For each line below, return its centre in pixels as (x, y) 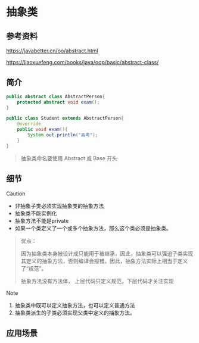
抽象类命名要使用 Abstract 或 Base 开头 (69, 158)
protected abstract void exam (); (58, 102)
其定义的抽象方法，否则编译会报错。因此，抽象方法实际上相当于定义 (104, 261)
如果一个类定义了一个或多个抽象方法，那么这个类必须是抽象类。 (93, 228)
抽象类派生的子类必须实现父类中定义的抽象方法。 (75, 313)
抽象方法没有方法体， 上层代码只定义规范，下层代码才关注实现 (97, 281)
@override (29, 124)
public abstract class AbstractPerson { (56, 96)
